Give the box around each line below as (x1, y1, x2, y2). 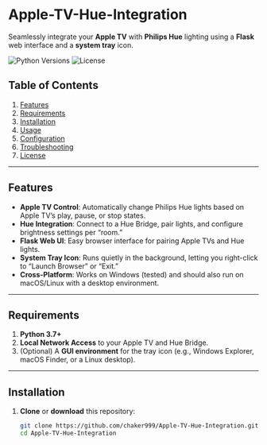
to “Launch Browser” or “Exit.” (19, 261, 119, 271)
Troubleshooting (19, 141, 74, 152)
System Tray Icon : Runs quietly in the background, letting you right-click (19, 253, 258, 262)
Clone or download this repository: (19, 407, 136, 416)
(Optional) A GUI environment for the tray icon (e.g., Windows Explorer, (19, 346, 254, 356)
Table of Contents (8, 79, 99, 92)
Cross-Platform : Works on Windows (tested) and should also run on (19, 269, 244, 279)
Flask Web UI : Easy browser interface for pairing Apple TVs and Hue (19, 236, 245, 246)
